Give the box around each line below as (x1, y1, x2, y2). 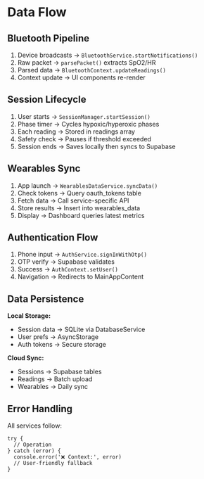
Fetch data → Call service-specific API (17, 196, 129, 205)
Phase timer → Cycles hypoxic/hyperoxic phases (17, 120, 160, 128)
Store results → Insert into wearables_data (17, 203, 141, 212)
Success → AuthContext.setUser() (17, 265, 118, 274)
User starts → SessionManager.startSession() (17, 112, 151, 120)
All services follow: (7, 421, 62, 430)
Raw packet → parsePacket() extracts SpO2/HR (17, 58, 156, 67)
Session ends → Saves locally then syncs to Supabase (17, 142, 176, 151)
